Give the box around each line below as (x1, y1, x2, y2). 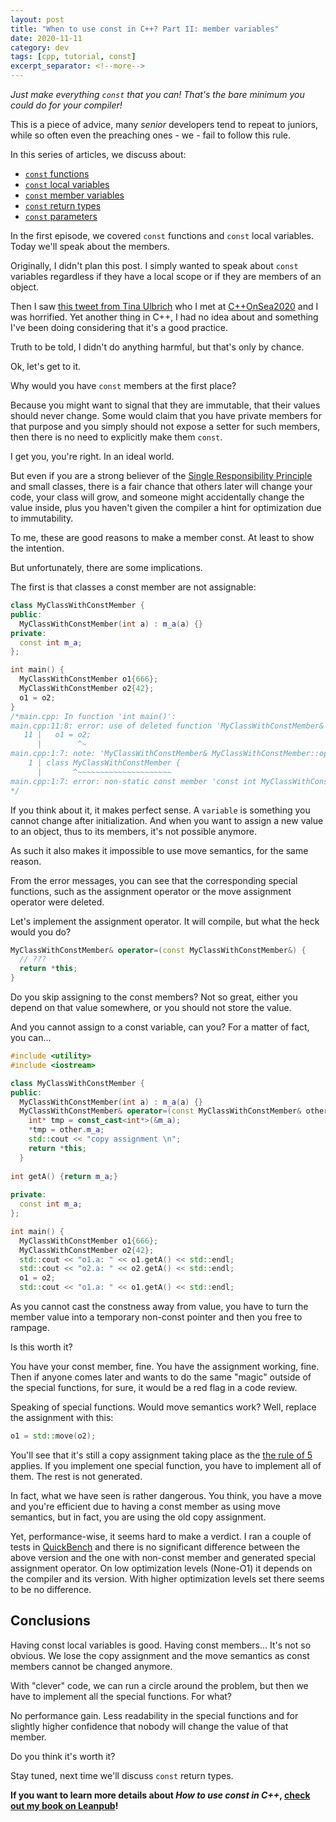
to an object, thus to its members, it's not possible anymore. (10, 825, 257, 837)
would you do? (10, 926, 72, 938)
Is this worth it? (10, 1341, 73, 1353)
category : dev (10, 42, 70, 53)
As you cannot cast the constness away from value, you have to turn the (10, 1301, 309, 1312)
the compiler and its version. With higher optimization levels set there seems (10, 1572, 325, 1585)
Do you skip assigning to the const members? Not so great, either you (10, 991, 298, 1003)
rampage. (10, 1322, 50, 1333)
